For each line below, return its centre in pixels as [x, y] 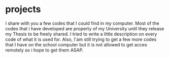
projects [23, 9]
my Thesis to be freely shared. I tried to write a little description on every [81, 34]
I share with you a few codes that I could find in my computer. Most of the [82, 23]
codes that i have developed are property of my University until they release [85, 28]
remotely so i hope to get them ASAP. [44, 50]
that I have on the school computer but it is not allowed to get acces [76, 44]
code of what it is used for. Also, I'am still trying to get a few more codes [81, 39]
